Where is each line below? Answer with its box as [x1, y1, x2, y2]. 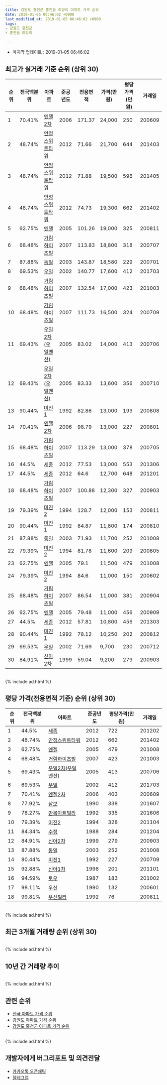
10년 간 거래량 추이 [5, 962, 60, 970]
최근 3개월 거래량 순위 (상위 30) [5, 928, 97, 936]
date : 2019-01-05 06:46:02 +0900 [5, 12, 75, 17]
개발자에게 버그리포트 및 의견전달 [5, 1054, 100, 1063]
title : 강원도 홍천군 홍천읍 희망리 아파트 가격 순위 [5, 7, 99, 12]
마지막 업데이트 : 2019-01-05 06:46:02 [12, 49, 89, 55]
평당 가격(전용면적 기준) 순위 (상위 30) [5, 694, 116, 703]
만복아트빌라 [48, 810, 76, 817]
